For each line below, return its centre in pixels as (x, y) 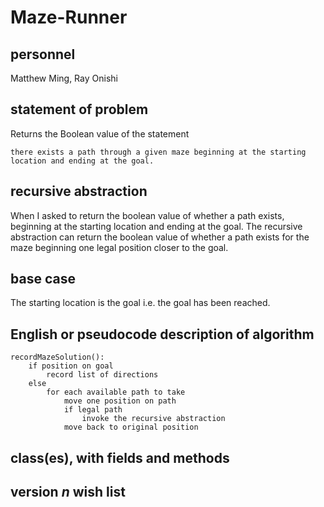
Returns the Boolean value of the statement (100, 133)
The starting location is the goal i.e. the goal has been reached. (140, 303)
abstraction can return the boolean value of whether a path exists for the (160, 237)
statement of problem (79, 109)
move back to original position (131, 427)
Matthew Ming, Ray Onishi (64, 78)
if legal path (93, 410)
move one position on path (120, 401)
